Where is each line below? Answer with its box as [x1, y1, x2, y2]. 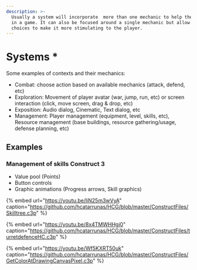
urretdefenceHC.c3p [6, 233, 56, 240]
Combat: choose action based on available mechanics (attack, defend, [14, 81, 185, 88]
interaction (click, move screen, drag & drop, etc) [14, 100, 133, 107]
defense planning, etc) [14, 125, 69, 132]
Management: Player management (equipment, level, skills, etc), [14, 112, 170, 119]
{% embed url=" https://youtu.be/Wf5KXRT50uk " [6, 245, 124, 252]
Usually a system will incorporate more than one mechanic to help [11, 14, 182, 20]
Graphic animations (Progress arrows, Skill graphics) [14, 185, 142, 192]
